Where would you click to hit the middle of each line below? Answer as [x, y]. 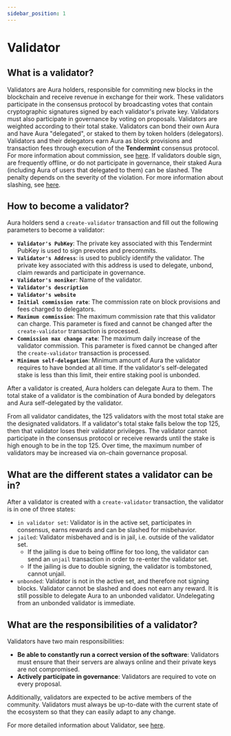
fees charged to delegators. [56, 309]
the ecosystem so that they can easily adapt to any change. [91, 712]
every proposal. [39, 684]
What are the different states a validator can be [110, 475]
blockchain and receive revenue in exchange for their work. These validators [115, 96]
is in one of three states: [41, 509]
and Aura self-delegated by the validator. [65, 403]
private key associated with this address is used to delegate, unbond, [115, 265]
